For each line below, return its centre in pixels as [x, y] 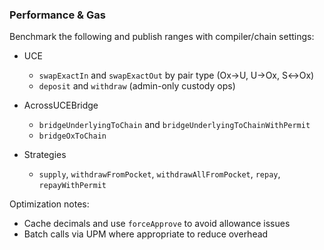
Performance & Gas [57, 15]
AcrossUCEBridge [61, 105]
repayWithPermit [72, 186]
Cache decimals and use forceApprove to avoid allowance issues [157, 224]
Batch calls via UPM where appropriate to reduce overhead [146, 234]
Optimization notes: [49, 204]
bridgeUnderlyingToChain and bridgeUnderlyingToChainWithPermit [174, 125]
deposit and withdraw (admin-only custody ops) [137, 86]
